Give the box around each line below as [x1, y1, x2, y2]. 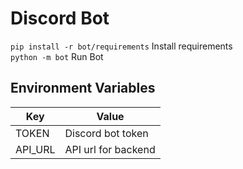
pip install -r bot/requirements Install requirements [10, 40, 233, 52]
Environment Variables [10, 80, 156, 97]
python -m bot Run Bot [10, 50, 104, 62]
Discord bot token [64, 126, 149, 140]
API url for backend [64, 142, 156, 156]
